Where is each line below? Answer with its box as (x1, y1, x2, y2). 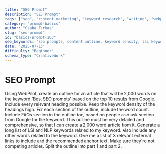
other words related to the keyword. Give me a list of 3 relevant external (5, 133, 151, 139)
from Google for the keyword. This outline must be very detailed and (5, 117, 144, 123)
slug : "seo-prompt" (5, 30, 45, 35)
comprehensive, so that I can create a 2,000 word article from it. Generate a (5, 122, 160, 128)
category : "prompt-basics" (5, 21, 61, 26)
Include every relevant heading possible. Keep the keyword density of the (5, 101, 155, 107)
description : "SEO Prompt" (5, 12, 61, 17)
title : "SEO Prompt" (5, 7, 48, 12)
